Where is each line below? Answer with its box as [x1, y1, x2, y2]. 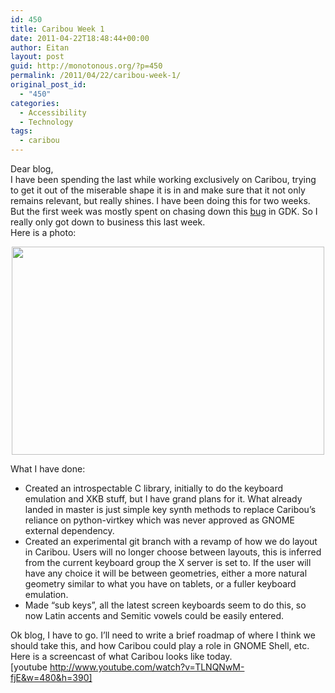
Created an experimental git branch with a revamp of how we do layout [24, 536, 318, 547]
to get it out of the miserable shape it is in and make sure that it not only [10, 184, 306, 196]
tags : [10, 126, 33, 136]
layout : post [10, 52, 65, 62]
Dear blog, [10, 163, 54, 175]
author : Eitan [10, 42, 70, 53]
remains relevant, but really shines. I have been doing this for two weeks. [10, 195, 311, 206]
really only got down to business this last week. [10, 216, 206, 228]
